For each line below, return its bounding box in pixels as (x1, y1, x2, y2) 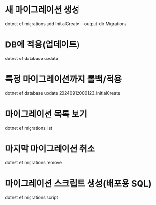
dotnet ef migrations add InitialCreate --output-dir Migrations (5, 20, 127, 27)
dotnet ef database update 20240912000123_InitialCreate (5, 90, 120, 96)
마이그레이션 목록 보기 (5, 109, 87, 119)
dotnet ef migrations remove (5, 160, 62, 165)
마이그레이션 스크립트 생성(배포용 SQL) (5, 178, 152, 189)
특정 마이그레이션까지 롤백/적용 (5, 74, 122, 85)
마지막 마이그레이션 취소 (5, 143, 95, 154)
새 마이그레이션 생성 (5, 4, 80, 15)
